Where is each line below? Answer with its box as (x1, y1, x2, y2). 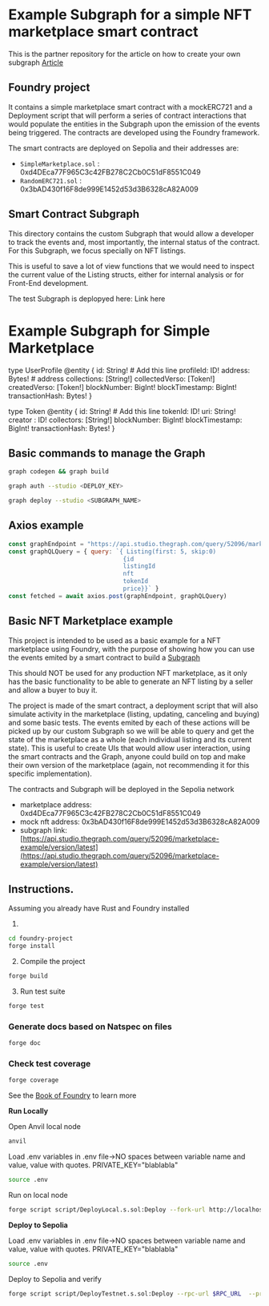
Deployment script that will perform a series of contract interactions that (8, 111, 247, 120)
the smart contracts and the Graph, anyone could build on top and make (8, 751, 246, 761)
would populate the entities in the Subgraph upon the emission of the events (8, 119, 260, 129)
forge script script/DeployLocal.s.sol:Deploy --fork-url (8, 1205, 206, 1214)
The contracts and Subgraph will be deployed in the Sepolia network (8, 784, 235, 794)
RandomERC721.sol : (19, 175, 82, 185)
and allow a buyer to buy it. (8, 685, 98, 694)
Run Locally (8, 1107, 49, 1116)
